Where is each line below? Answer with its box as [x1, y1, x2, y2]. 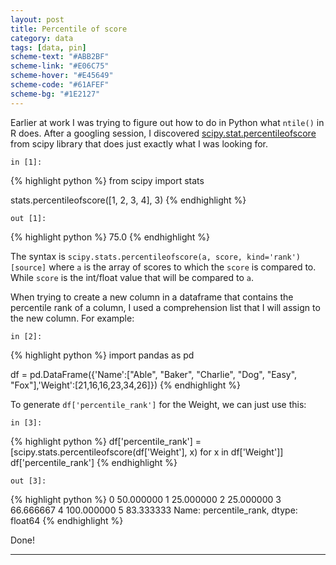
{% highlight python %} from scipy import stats [10, 174, 205, 186]
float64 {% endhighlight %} [10, 514, 124, 526]
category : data [10, 33, 74, 43]
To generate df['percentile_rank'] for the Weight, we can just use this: [10, 398, 307, 410]
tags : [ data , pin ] [10, 42, 87, 53]
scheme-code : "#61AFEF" [10, 80, 110, 90]
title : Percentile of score [10, 24, 128, 34]
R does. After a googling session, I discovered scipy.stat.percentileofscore [10, 127, 317, 139]
